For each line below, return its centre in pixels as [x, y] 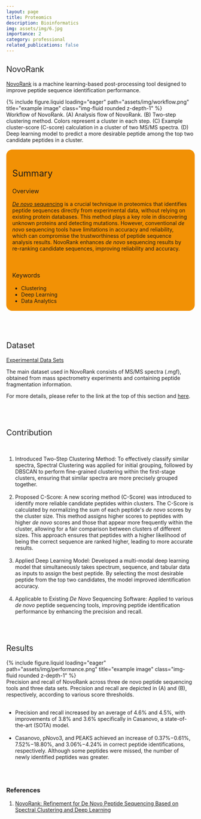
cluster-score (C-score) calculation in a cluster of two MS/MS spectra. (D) [98, 127]
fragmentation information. [39, 384]
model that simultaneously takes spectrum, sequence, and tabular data [102, 567]
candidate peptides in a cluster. [45, 140]
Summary [33, 174]
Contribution [29, 433]
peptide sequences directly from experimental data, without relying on [99, 210]
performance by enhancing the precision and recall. [79, 611]
